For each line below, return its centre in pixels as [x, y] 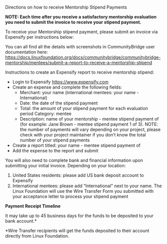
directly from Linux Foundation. [37, 236]
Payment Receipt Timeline [33, 206]
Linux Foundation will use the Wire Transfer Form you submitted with [83, 191]
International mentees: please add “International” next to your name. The [87, 186]
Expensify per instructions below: [39, 37]
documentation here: [27, 52]
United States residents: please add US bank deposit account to [78, 175]
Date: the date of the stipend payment [59, 103]
